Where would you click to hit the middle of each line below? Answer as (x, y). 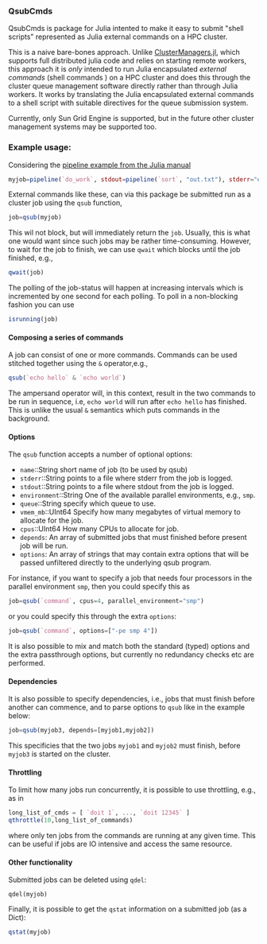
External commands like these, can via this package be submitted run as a (130, 194)
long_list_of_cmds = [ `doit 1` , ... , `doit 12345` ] (99, 813)
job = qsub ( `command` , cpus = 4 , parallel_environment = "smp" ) (106, 601)
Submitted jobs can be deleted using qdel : (77, 880)
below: (19, 716)
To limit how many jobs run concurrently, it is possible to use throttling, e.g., (132, 790)
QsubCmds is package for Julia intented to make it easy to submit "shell (126, 29)
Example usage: (40, 147)
